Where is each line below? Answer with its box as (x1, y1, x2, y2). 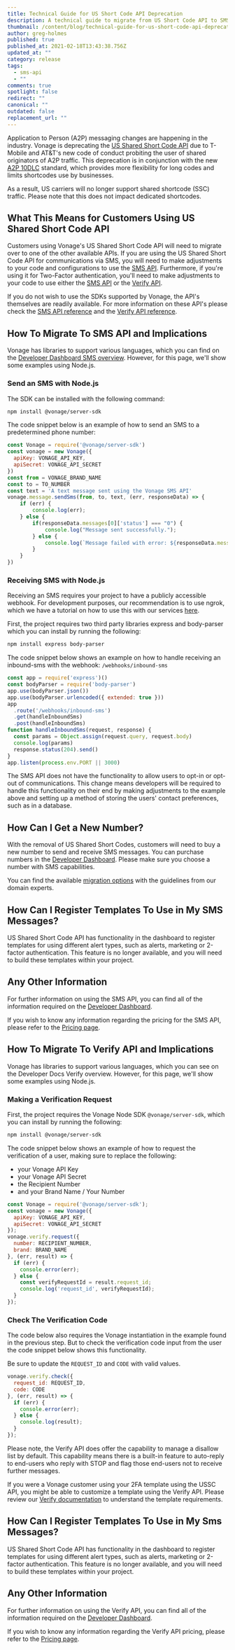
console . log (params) (13, 740, 73, 747)
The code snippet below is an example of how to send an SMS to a (7, 421, 200, 429)
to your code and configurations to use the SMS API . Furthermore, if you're (7, 264, 224, 272)
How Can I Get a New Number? (7, 821, 144, 833)
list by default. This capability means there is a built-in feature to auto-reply (7, 1451, 225, 1460)
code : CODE (13, 1386, 45, 1393)
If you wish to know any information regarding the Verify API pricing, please (7, 1627, 225, 1635)
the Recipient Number (17, 1179, 81, 1188)
